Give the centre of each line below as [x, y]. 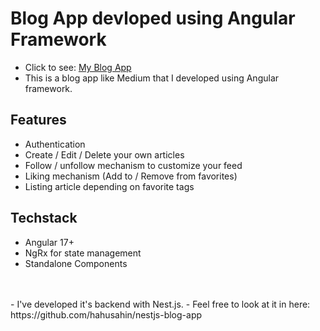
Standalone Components [76, 263]
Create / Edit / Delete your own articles [104, 154]
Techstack [44, 218]
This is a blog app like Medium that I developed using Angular [152, 78]
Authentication [55, 144]
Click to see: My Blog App [78, 67]
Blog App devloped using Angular [153, 18]
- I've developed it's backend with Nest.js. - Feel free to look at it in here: [160, 304]
